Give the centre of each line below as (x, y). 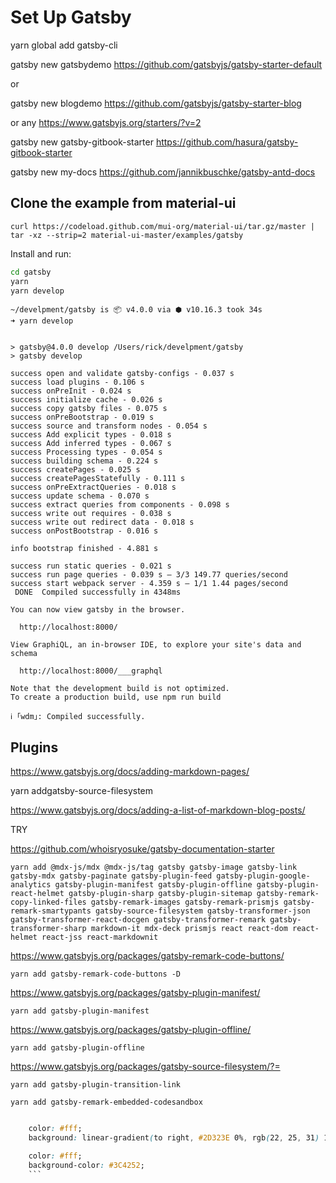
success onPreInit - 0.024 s (71, 391)
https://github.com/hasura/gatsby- (227, 142)
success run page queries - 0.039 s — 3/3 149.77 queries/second (149, 575)
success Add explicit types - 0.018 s (91, 435)
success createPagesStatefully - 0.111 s (98, 479)
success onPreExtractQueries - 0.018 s (93, 487)
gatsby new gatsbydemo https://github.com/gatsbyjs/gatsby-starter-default (166, 64)
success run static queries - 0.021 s (91, 566)
